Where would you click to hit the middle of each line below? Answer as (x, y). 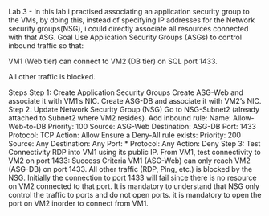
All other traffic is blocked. (52, 77)
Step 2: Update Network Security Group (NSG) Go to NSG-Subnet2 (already (134, 109)
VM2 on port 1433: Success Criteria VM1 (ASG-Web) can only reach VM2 (129, 161)
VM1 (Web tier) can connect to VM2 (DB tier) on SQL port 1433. (113, 61)
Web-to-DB (27, 126)
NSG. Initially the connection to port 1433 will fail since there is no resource (132, 177)
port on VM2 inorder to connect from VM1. (78, 203)
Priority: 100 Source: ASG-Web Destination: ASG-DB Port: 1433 (152, 126)
